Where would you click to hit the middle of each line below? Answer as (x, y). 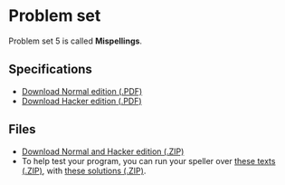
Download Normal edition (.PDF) (82, 91)
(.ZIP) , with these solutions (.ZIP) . (84, 170)
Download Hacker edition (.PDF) (81, 101)
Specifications (50, 69)
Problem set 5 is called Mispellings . (75, 41)
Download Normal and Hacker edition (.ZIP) (103, 151)
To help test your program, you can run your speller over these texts (148, 161)
